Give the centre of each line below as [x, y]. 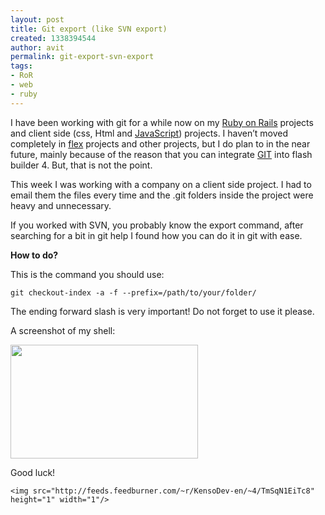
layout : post [37, 19]
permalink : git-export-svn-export [82, 57]
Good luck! [33, 472]
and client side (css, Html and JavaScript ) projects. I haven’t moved [149, 133]
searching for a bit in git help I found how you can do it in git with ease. [156, 235]
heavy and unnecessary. [61, 205]
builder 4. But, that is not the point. [81, 165]
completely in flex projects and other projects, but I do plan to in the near [160, 143]
